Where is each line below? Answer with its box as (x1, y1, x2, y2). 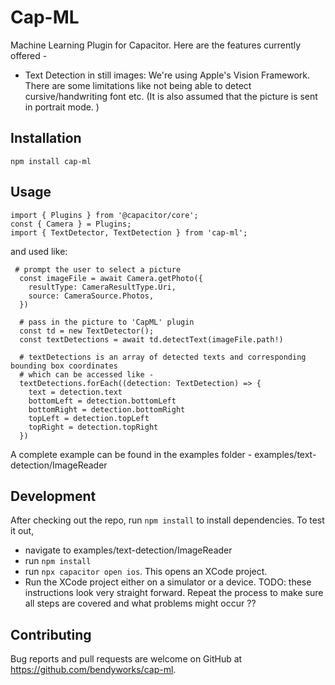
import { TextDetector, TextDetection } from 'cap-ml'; (10, 227, 248, 238)
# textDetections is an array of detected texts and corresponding (19, 352, 307, 362)
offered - (10, 49, 48, 61)
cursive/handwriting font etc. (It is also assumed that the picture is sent (24, 90, 318, 102)
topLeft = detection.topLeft (28, 413, 150, 423)
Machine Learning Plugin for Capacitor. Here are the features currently (10, 39, 302, 51)
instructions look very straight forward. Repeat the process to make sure (24, 587, 324, 599)
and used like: (10, 245, 68, 257)
